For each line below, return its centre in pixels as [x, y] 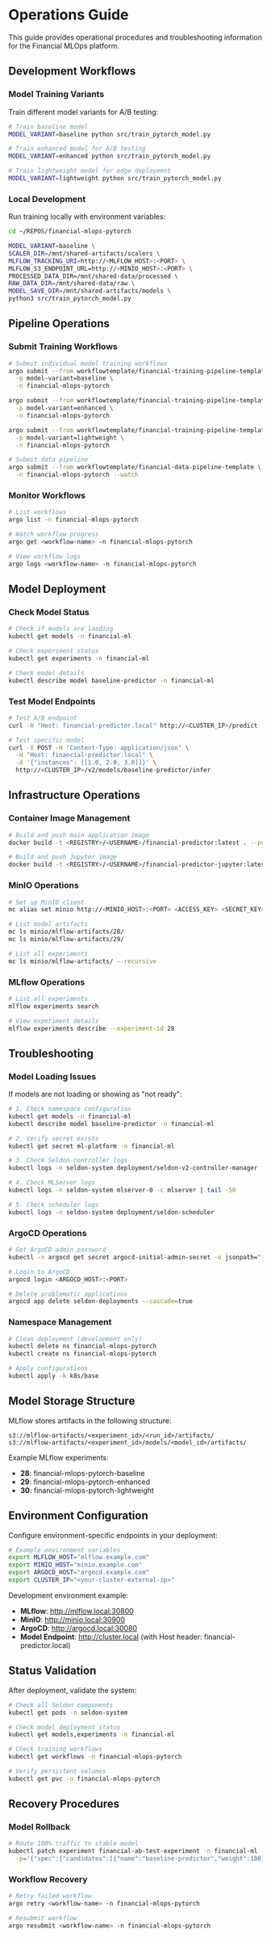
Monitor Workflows [47, 496]
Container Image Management [69, 818]
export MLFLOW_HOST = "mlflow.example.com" [79, 1558]
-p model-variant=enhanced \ [65, 408]
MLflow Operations [47, 982]
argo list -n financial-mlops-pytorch [73, 520]
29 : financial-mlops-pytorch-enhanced [85, 1482]
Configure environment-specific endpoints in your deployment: [113, 1535]
